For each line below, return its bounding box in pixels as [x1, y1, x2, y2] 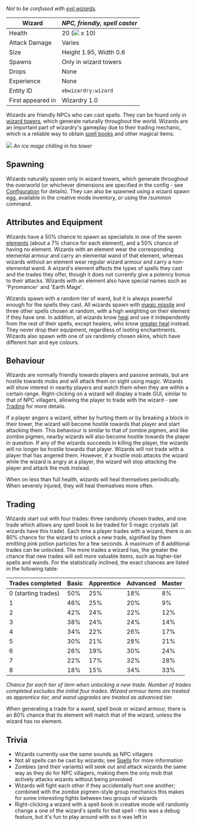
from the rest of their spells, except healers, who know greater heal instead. [6, 320, 191, 327]
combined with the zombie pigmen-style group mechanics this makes [14, 788, 185, 795]
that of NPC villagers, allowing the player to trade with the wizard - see [6, 396, 178, 404]
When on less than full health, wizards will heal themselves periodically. [6, 476, 180, 483]
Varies [61, 38, 80, 47]
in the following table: [6, 565, 58, 573]
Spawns [9, 58, 32, 66]
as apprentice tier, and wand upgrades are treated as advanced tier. [6, 694, 173, 701]
